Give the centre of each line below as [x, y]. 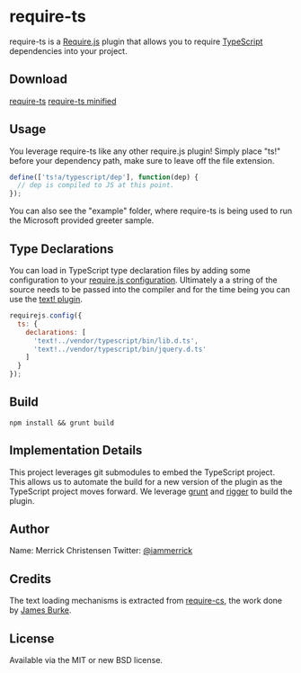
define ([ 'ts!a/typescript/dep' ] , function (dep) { [104, 177]
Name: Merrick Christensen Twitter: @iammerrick [101, 551]
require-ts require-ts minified [63, 101]
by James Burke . [40, 610]
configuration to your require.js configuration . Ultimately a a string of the [143, 280]
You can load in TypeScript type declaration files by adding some [130, 270]
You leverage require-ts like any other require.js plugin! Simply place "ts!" [145, 151]
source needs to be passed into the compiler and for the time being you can [150, 289]
